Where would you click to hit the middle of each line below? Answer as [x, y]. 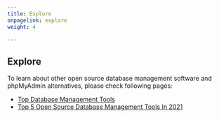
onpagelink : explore [38, 20]
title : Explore [29, 14]
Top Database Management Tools [66, 100]
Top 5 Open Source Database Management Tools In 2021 [100, 107]
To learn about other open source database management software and [109, 79]
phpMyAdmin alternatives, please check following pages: [90, 86]
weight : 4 [22, 27]
